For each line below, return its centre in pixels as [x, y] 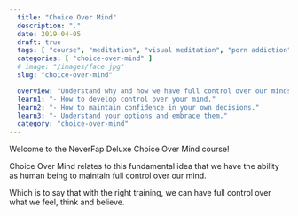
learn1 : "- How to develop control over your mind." [117, 99]
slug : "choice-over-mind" [65, 75]
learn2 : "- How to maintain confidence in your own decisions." [138, 107]
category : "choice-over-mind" [73, 124]
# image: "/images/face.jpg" [71, 67]
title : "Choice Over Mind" [67, 17]
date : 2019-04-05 [49, 34]
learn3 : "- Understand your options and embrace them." [122, 116]
